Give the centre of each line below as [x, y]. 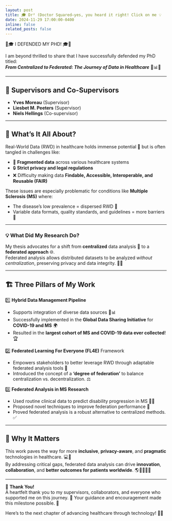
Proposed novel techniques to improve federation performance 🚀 [81, 407]
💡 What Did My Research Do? [42, 235]
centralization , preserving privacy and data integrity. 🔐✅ [64, 263]
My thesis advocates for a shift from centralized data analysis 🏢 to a [77, 246]
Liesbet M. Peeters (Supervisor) [47, 108]
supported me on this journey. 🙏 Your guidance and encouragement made [83, 497]
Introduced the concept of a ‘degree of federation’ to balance [78, 373]
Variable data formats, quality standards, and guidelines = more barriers [89, 211]
